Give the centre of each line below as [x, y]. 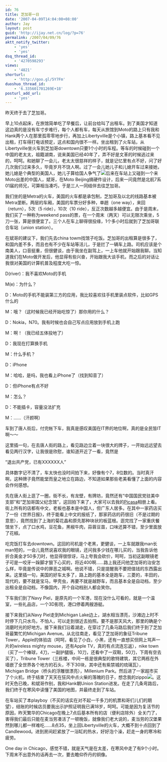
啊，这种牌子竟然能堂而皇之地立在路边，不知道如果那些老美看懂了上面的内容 [83, 479]
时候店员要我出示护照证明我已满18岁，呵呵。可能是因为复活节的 [94, 707]
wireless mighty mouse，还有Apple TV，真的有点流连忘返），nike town [86, 646]
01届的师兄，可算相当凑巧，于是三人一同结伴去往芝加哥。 [64, 186]
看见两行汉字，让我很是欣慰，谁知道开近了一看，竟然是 [62, 452]
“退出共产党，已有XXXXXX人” [36, 462]
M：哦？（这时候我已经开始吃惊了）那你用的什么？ [57, 312]
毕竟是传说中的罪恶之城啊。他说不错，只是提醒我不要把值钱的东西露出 [90, 569]
